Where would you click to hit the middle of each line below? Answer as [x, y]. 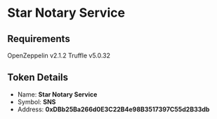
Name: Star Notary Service [57, 94]
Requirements [39, 39]
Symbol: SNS [37, 101]
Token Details [38, 77]
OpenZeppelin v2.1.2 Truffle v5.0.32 [59, 55]
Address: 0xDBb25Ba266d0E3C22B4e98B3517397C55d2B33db [113, 109]
